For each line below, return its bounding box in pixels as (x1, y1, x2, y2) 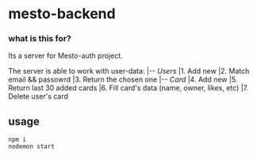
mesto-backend (8, 5, 117, 23)
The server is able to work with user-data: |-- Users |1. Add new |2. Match (8, 67, 250, 76)
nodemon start (8, 143, 56, 151)
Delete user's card (8, 92, 69, 101)
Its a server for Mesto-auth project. (8, 51, 123, 60)
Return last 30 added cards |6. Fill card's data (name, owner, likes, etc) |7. (8, 83, 248, 93)
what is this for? (8, 33, 71, 44)
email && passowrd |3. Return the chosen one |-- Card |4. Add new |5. (8, 75, 238, 84)
